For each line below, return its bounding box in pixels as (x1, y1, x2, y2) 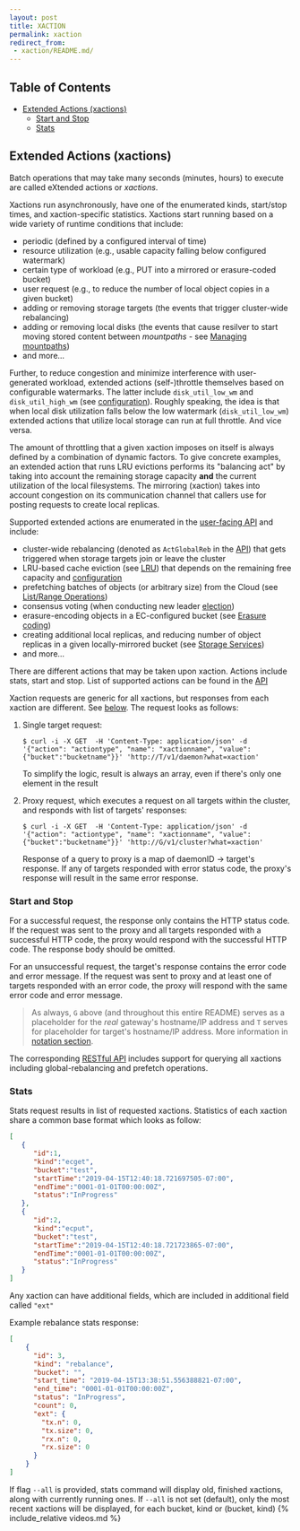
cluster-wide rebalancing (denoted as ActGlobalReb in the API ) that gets (21, 544, 287, 554)
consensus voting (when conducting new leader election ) (21, 600, 236, 611)
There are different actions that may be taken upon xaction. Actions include (9, 665, 288, 676)
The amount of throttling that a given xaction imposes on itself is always (9, 441, 275, 453)
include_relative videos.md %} (9, 1512, 122, 1523)
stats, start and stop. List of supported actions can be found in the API (9, 674, 269, 686)
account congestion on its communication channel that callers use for (9, 490, 267, 500)
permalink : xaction (9, 30, 82, 39)
